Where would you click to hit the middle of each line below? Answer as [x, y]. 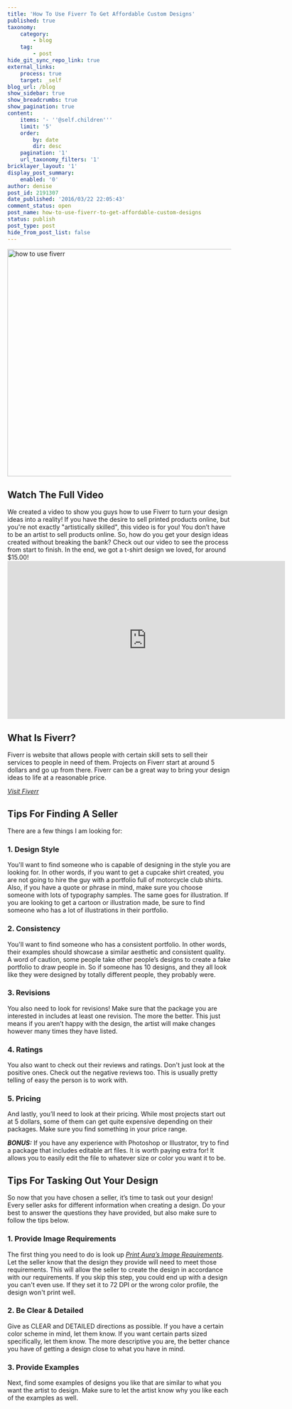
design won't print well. [42, 1292]
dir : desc [47, 147]
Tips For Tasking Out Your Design [83, 1180]
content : [20, 113]
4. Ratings [25, 1049]
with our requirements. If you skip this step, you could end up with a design [118, 1277]
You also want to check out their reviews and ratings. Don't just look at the [116, 1065]
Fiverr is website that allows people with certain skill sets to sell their [108, 755]
